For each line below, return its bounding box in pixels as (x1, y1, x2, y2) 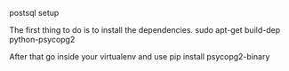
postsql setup (9, 8, 60, 18)
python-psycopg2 (9, 35, 76, 44)
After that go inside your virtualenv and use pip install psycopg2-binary (9, 51, 270, 61)
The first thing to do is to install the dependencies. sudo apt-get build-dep (9, 25, 281, 35)
